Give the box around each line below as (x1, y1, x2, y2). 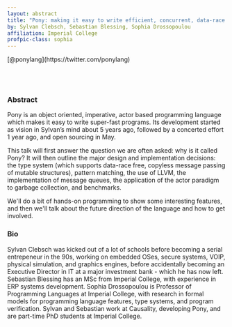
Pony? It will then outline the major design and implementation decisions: (7, 154, 216, 162)
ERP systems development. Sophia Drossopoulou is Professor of (7, 282, 192, 290)
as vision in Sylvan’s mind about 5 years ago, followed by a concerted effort (7, 126, 224, 134)
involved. (7, 212, 33, 220)
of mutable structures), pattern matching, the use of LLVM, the (7, 169, 186, 177)
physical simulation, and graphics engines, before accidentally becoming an (7, 259, 225, 268)
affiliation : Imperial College (7, 29, 98, 37)
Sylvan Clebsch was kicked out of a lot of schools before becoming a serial (7, 245, 223, 253)
